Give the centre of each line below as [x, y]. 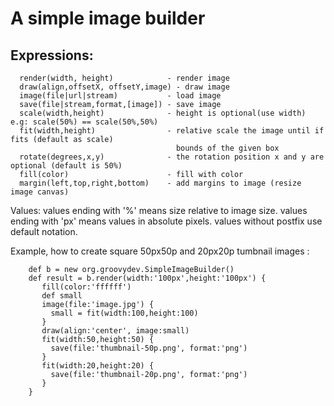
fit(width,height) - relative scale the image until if [172, 131]
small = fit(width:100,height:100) [124, 313]
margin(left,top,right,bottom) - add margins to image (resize [160, 183]
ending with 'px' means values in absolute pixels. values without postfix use [166, 221]
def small [62, 296]
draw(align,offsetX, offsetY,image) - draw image [124, 87]
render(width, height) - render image [124, 78]
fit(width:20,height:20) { [98, 366]
